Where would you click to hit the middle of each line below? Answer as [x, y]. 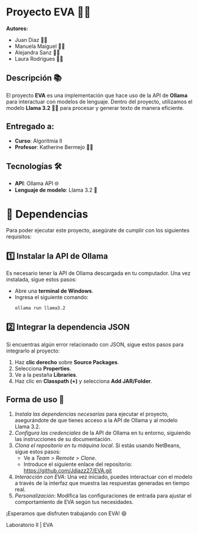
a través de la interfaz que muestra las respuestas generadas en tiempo [102, 483]
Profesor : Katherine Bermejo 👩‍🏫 [54, 147]
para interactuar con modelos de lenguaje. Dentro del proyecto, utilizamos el [99, 101]
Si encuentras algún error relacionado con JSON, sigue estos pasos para [95, 344]
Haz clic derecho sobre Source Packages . [67, 362]
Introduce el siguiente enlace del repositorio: [78, 464]
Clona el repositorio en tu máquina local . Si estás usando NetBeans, [98, 445]
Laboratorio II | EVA [30, 525]
